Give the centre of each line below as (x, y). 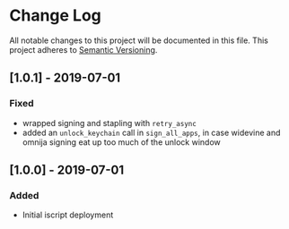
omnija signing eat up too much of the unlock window (122, 142)
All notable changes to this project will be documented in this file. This (139, 40)
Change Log (55, 16)
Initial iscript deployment (68, 215)
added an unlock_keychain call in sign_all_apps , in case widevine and (151, 132)
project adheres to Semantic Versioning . (83, 49)
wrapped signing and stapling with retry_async (109, 123)
